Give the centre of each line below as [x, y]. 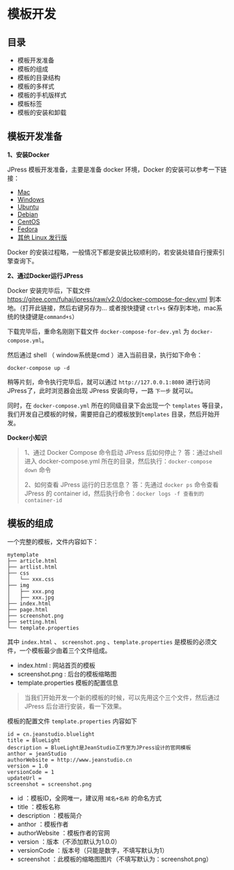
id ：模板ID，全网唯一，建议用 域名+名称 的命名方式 [89, 798]
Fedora [28, 229]
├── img [18, 585]
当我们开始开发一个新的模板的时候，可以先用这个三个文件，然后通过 [122, 697]
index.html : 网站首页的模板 [56, 665]
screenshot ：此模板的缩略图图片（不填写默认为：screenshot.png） [115, 859]
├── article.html [32, 561]
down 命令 [38, 469]
